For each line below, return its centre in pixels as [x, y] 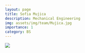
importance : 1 [19, 27]
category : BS [18, 32]
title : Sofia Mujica [26, 14]
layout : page [18, 9]
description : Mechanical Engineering [43, 18]
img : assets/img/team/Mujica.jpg [38, 23]
